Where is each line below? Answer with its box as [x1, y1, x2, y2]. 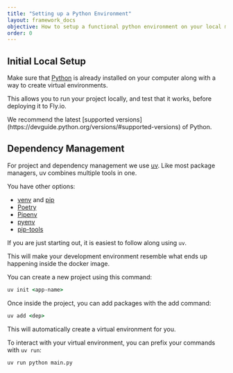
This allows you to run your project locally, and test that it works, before [7, 94, 212, 103]
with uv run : [7, 345, 42, 354]
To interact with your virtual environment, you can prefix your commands [7, 338, 216, 347]
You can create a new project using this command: [7, 272, 153, 281]
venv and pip [17, 195, 55, 204]
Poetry [17, 203, 37, 211]
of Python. [182, 123, 212, 131]
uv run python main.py [7, 359, 73, 366]
